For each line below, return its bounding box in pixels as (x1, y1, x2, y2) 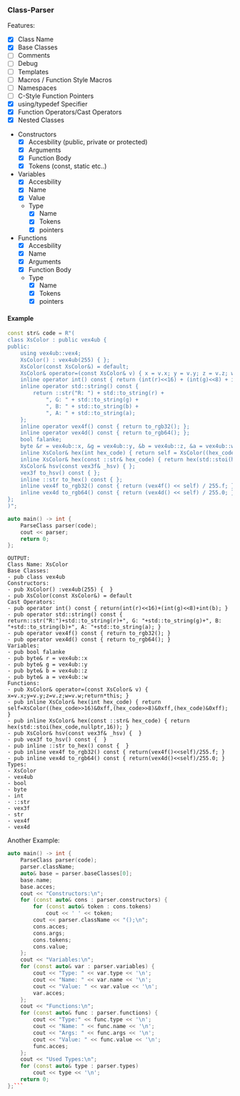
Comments (17, 51, 51, 60)
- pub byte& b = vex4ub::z (7, 667, 88, 674)
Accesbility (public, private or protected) (28, 137, 148, 146)
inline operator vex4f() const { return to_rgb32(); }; (20, 423, 191, 430)
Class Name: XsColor (7, 561, 69, 569)
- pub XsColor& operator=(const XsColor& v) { (7, 686, 149, 694)
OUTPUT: (7, 555, 31, 562)
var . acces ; (33, 990, 66, 997)
